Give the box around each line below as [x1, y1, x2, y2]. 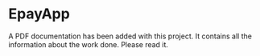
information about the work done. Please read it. [8, 39, 169, 49]
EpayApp [8, 5, 70, 23]
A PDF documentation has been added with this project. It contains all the [8, 31, 252, 41]
